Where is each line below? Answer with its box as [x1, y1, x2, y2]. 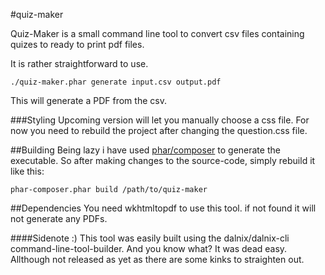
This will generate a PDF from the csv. [10, 95, 167, 106]
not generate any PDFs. [10, 213, 108, 224]
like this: [10, 165, 45, 177]
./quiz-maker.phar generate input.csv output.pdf [10, 77, 222, 87]
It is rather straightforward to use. [10, 58, 149, 69]
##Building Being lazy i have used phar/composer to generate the [10, 144, 281, 156]
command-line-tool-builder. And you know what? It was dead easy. [10, 243, 288, 254]
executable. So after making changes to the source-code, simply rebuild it [10, 155, 316, 166]
